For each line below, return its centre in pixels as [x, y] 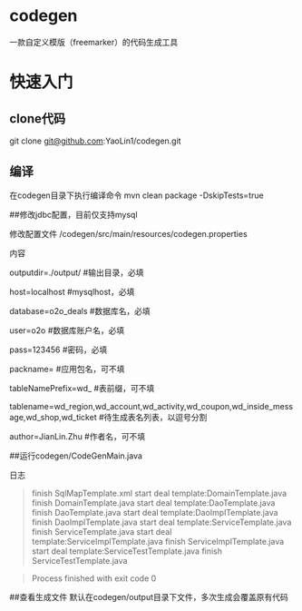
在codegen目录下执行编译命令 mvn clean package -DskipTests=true [137, 195]
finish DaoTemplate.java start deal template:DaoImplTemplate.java [155, 512]
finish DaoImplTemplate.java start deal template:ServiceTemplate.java [161, 522]
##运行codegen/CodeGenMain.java [76, 456]
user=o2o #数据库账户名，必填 [67, 330]
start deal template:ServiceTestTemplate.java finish [127, 551]
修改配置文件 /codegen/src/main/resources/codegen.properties [128, 233]
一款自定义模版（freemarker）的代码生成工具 [94, 42]
